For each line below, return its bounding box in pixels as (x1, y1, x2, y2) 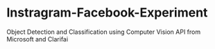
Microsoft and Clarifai (6, 35, 69, 43)
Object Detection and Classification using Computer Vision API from (6, 28, 201, 36)
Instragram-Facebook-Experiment (6, 5, 208, 21)
